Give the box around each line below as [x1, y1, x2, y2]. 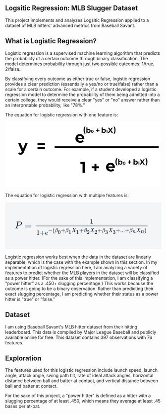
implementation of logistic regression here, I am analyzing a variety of [5, 264, 148, 270]
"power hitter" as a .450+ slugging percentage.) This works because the [5, 280, 154, 286]
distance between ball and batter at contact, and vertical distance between [5, 378, 159, 384]
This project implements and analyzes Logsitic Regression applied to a [5, 17, 149, 23]
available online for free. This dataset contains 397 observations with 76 [5, 334, 153, 340]
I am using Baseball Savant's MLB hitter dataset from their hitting [5, 323, 138, 330]
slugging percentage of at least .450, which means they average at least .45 [5, 398, 161, 404]
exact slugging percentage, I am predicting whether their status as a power [5, 291, 159, 297]
